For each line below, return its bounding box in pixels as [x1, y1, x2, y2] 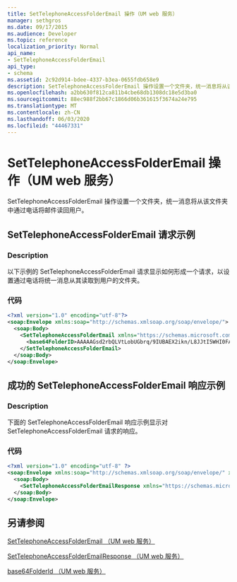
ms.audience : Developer [7, 30, 78, 37]
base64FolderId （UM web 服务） [7, 567, 106, 576]
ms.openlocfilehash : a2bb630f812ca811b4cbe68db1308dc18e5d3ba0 [7, 89, 197, 96]
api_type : [7, 63, 37, 70]
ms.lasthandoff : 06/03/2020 [7, 115, 90, 122]
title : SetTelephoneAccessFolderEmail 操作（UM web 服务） [7, 10, 178, 18]
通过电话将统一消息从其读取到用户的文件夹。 [13, 277, 143, 285]
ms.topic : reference [7, 37, 68, 44]
